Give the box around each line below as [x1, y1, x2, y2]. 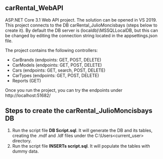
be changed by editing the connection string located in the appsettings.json [5, 32, 158, 38]
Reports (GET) [12, 78, 42, 83]
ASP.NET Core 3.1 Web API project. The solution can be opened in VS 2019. [5, 17, 157, 23]
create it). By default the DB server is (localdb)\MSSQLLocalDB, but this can [5, 27, 158, 33]
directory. [12, 137, 32, 144]
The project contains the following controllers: [5, 47, 98, 53]
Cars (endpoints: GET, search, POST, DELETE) [12, 67, 106, 73]
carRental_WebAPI [5, 4, 64, 12]
